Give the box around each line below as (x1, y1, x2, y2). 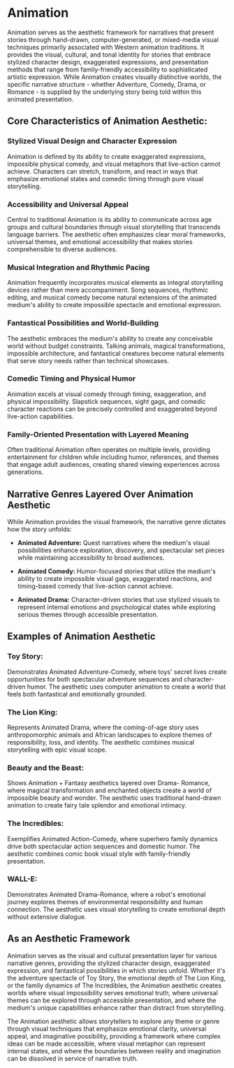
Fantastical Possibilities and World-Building (7, 318, 159, 328)
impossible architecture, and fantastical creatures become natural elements (7, 349, 225, 358)
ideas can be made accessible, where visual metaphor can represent (7, 1039, 206, 1048)
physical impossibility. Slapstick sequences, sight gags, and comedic (7, 397, 206, 405)
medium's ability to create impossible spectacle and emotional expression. (7, 301, 222, 309)
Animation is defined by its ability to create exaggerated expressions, (7, 152, 206, 160)
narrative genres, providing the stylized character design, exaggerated (7, 959, 211, 967)
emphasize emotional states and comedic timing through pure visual (7, 174, 204, 183)
